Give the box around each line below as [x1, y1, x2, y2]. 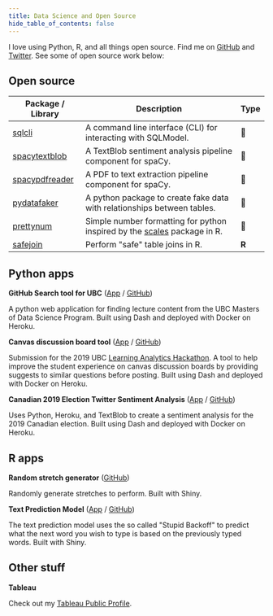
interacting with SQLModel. [84, 132, 189, 143]
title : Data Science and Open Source [8, 11, 136, 20]
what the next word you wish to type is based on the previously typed [8, 528, 242, 538]
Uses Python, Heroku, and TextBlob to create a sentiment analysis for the [8, 410, 254, 420]
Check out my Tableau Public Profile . [8, 598, 132, 608]
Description [136, 103, 183, 115]
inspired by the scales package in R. [84, 225, 223, 237]
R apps [8, 451, 45, 465]
